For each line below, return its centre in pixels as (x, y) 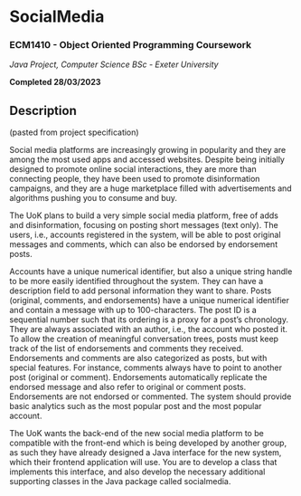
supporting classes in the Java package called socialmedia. (120, 482)
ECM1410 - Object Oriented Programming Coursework (130, 45)
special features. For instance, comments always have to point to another (146, 367)
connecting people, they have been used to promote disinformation (135, 179)
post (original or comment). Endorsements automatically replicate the (138, 377)
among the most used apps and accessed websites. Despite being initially (147, 159)
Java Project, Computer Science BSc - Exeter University (114, 64)
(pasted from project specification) (74, 132)
